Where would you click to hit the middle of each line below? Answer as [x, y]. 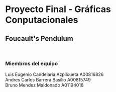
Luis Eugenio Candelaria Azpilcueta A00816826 [54, 74]
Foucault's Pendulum [39, 38]
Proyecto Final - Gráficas [58, 9]
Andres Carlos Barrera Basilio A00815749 [48, 80]
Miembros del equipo [32, 63]
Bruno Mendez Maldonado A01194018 [44, 85]
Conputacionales [42, 20]
